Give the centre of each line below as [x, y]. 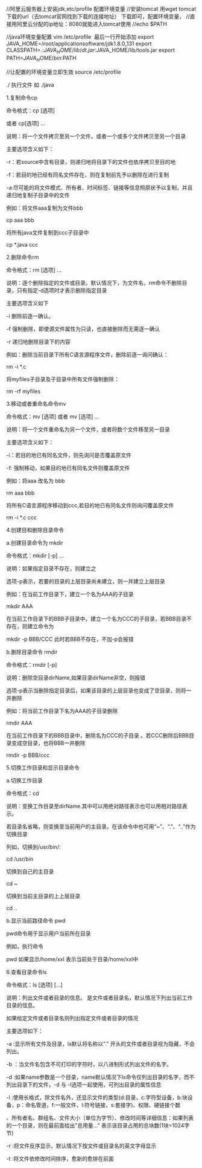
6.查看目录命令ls [27, 972]
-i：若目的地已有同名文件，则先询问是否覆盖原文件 [69, 455]
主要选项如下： [25, 1031]
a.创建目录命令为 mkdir [35, 542]
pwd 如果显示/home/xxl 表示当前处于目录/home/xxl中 [72, 959]
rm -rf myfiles [24, 391]
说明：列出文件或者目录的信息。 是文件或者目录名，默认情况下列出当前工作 [99, 998]
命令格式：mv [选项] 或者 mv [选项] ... [53, 417]
